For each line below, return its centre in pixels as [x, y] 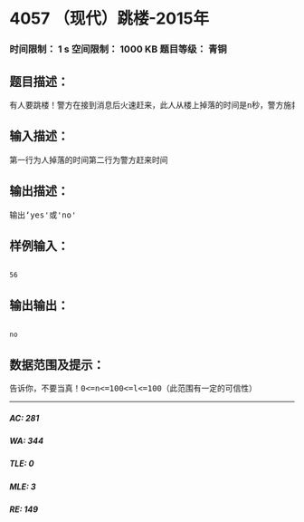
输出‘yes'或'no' [43, 215]
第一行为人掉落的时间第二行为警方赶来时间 [89, 160]
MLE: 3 [23, 487]
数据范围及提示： [57, 365]
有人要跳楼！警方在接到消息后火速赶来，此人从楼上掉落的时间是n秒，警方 [147, 105]
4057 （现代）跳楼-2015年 [109, 19]
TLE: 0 [22, 464]
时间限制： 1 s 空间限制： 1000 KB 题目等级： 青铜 [119, 49]
